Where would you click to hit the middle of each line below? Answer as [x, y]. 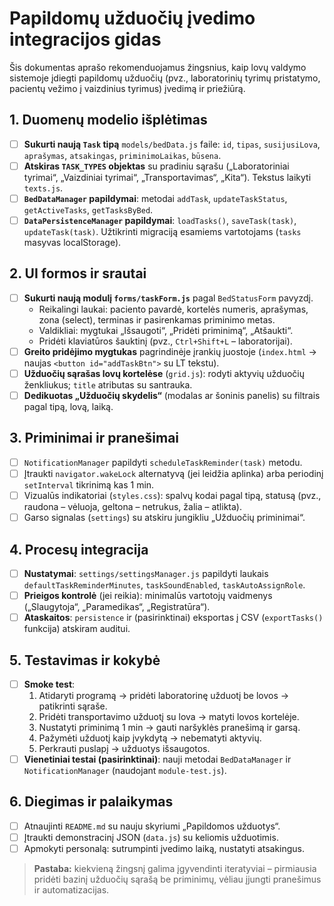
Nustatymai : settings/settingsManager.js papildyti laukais [146, 573]
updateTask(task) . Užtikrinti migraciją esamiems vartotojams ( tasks [162, 231]
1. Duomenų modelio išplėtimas [108, 120]
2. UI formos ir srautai [78, 273]
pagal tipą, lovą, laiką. [68, 407]
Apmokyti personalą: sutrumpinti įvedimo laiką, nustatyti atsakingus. [164, 848]
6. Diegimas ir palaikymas [91, 802]
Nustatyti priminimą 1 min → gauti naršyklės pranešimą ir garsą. [169, 727]
